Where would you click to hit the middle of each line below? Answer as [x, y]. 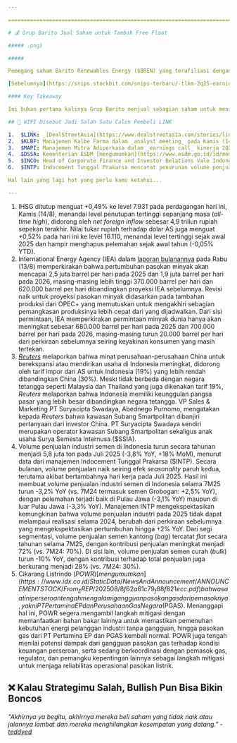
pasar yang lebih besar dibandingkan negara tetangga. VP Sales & [114, 401]
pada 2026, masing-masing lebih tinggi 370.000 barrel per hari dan [116, 281]
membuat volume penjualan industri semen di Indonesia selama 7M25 [119, 483]
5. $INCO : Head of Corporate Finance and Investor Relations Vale [109, 161]
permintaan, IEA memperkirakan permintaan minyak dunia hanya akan [120, 319]
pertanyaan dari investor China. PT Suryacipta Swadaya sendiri [110, 423]
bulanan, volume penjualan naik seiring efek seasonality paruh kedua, [119, 469]
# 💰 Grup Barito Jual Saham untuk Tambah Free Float [88, 32]
